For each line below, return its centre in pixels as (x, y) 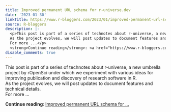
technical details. (23, 89)
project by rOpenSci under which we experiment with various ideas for (79, 72)
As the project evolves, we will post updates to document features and (79, 83)
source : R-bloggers (26, 24)
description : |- (22, 29)
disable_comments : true (31, 52)
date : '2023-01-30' (26, 15)
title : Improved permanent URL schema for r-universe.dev (68, 10)
